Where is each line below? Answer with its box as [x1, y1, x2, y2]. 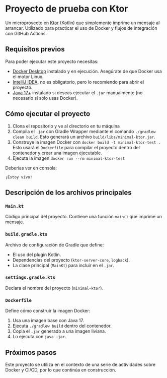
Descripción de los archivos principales [5, 188, 132, 197]
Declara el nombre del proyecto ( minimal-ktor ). [5, 285, 104, 291]
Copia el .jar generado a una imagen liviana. [12, 328, 107, 334]
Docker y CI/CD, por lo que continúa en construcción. [5, 366, 117, 373]
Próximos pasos [5, 348, 57, 357]
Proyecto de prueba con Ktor [5, 3, 128, 15]
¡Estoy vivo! [5, 174, 33, 179]
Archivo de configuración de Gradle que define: [5, 241, 104, 247]
